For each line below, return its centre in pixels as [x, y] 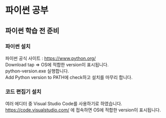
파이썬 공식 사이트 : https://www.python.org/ [51, 58]
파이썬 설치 [18, 46]
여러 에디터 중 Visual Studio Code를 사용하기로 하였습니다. [64, 104]
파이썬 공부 [27, 10]
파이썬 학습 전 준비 [32, 31]
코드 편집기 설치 [23, 92]
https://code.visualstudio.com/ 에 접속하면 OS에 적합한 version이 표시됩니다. [83, 110]
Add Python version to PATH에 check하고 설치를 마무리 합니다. [69, 77]
